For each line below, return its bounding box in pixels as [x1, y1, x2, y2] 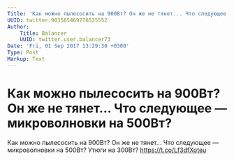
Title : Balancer [20, 29, 68, 37]
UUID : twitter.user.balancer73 [20, 36, 111, 43]
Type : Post [7, 49, 39, 56]
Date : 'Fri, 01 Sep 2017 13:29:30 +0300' [7, 43, 130, 49]
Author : [7, 23, 30, 30]
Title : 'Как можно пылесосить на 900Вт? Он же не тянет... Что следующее [7, 10, 227, 17]
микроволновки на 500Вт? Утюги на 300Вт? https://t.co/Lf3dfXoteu [7, 146, 207, 154]
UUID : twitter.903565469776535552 [7, 17, 108, 24]
